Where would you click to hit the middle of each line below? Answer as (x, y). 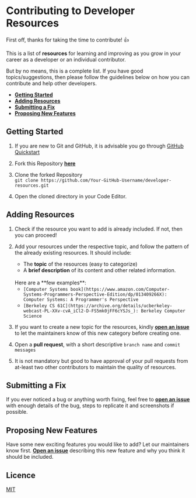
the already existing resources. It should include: (73, 252)
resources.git (32, 186)
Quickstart (27, 152)
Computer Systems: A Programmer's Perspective (81, 300)
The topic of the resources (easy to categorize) (80, 264)
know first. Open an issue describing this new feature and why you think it (95, 451)
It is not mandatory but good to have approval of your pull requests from (101, 360)
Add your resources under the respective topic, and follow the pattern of (102, 246)
